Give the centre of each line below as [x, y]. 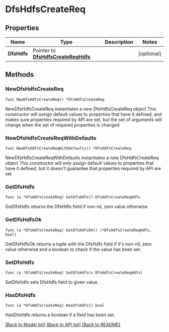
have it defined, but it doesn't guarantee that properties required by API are [83, 168]
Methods [20, 75]
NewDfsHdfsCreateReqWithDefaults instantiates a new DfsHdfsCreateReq [82, 158]
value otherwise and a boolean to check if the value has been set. [73, 249]
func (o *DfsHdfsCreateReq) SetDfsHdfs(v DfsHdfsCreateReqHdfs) [74, 273]
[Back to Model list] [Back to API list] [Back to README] [63, 325]
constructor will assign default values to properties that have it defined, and [83, 114]
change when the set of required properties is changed [62, 125]
